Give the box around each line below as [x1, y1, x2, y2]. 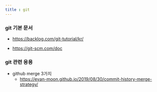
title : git [5, 7, 30, 12]
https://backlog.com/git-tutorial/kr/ [12, 35, 84, 42]
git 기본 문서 [5, 24, 33, 31]
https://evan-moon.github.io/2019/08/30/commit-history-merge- [19, 76, 152, 82]
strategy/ [19, 82, 39, 88]
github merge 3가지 [12, 71, 52, 77]
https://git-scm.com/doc [12, 45, 63, 51]
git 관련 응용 [5, 59, 33, 65]
